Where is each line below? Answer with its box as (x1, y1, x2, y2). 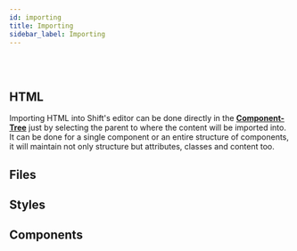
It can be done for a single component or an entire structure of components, (9, 132, 290, 142)
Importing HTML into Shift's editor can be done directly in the (9, 113, 235, 124)
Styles (9, 197, 46, 212)
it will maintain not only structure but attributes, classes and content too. (9, 142, 275, 152)
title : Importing (9, 21, 74, 30)
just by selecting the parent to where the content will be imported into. (28, 122, 287, 134)
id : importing (9, 12, 62, 22)
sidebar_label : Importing (9, 29, 105, 38)
